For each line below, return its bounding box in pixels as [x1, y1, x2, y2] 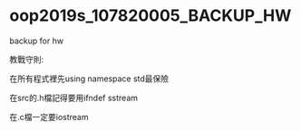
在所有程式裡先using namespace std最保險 [9, 73, 170, 84]
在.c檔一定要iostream [9, 111, 89, 122]
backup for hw [9, 35, 64, 46]
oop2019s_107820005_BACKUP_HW [9, 5, 292, 26]
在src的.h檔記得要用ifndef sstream [9, 92, 139, 103]
